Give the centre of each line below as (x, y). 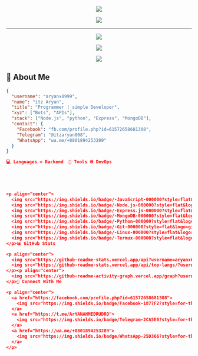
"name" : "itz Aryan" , (38, 102)
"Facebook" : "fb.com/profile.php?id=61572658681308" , (84, 129)
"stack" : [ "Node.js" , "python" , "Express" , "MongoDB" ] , (81, 118)
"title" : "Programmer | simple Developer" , (65, 107)
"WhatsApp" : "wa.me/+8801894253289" (62, 140)
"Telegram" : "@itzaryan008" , (52, 135)
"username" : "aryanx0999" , (44, 96)
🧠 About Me (28, 77)
